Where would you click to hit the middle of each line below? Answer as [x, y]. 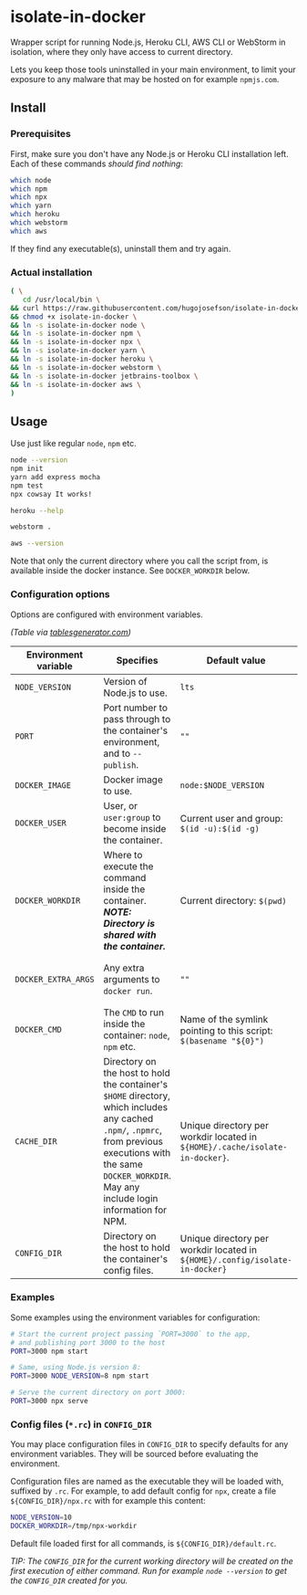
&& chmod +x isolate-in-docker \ [74, 317]
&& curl [25, 308]
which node [31, 180]
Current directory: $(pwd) [234, 900]
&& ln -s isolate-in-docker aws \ [76, 384]
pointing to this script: [226, 1031]
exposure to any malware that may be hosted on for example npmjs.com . [145, 79]
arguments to [132, 979]
